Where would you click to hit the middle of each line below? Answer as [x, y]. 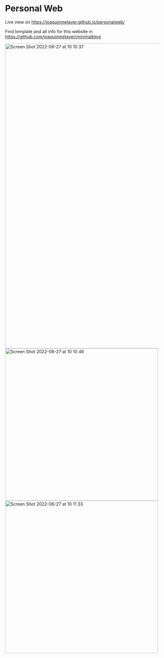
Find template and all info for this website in [49, 31]
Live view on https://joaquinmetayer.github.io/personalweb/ [65, 22]
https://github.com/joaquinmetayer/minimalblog [53, 37]
